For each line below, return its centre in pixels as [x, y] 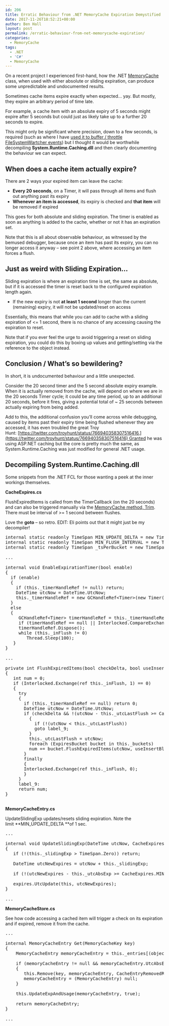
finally [33, 759]
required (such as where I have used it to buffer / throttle [64, 137]
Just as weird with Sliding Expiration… [67, 269]
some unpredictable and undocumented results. [55, 87]
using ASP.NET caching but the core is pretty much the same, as [72, 443]
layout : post [19, 29]
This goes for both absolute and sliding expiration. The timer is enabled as [82, 217]
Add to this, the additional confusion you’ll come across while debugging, [81, 417]
